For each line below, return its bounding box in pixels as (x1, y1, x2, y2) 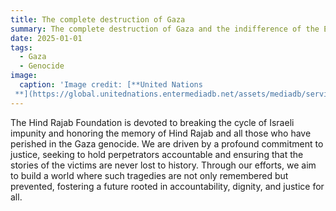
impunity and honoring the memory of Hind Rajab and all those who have (10, 127, 312, 139)
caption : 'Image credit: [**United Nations (19, 80, 203, 90)
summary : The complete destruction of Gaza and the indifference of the (10, 24, 320, 34)
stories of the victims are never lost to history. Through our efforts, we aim (10, 159, 317, 171)
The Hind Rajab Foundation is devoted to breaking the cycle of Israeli (10, 116, 295, 128)
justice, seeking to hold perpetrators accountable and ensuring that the (10, 148, 304, 160)
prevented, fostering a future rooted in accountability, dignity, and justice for (10, 180, 325, 192)
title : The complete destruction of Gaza (10, 14, 186, 25)
